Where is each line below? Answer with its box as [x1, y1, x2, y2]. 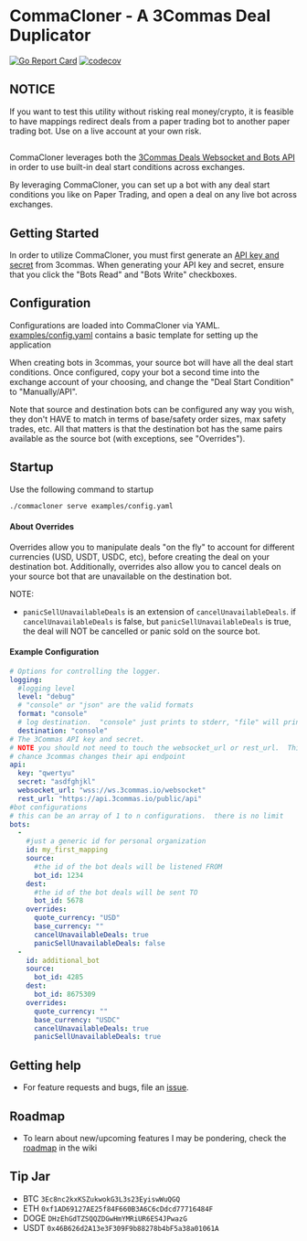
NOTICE [9, 81, 56, 97]
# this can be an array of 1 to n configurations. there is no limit [9, 811, 284, 820]
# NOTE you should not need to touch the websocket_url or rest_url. [9, 743, 281, 753]
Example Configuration [9, 647, 100, 658]
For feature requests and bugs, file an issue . [22, 1082, 189, 1093]
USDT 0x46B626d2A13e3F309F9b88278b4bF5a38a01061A [22, 1222, 219, 1233]
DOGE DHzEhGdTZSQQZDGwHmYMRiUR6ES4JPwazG [22, 1213, 187, 1224]
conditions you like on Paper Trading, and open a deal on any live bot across [9, 189, 297, 200]
